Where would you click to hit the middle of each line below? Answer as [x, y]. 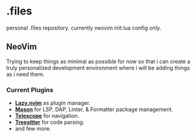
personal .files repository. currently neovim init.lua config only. [84, 28]
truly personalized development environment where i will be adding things [98, 68]
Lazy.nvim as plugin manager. [52, 103]
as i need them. [25, 74]
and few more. [33, 129]
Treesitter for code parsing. [49, 123]
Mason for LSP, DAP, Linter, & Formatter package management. [94, 109]
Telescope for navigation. [47, 116]
